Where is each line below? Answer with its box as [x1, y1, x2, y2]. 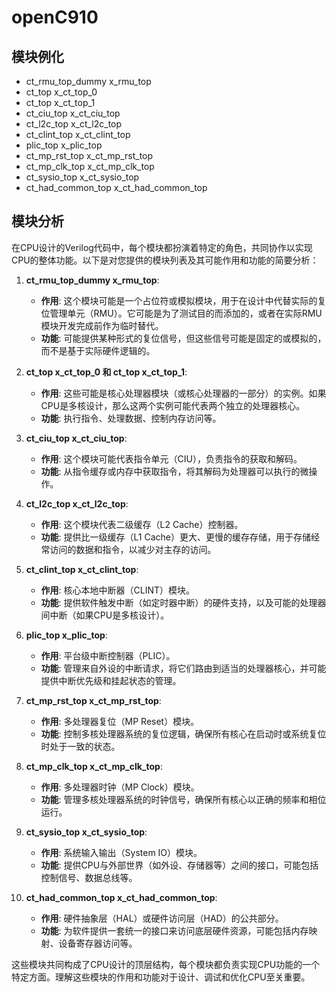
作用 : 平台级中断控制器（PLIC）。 [40, 649, 176, 661]
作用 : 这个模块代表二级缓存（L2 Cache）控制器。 [40, 518, 244, 530]
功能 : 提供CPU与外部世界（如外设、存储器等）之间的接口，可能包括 [40, 859, 319, 871]
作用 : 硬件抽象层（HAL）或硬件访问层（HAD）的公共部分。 [40, 912, 284, 924]
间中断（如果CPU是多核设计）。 [40, 609, 170, 621]
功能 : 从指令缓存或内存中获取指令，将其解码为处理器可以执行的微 [40, 465, 309, 477]
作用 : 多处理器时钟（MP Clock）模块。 [40, 781, 200, 793]
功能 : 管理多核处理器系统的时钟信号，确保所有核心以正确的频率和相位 [40, 793, 327, 805]
